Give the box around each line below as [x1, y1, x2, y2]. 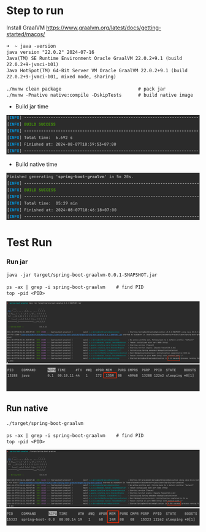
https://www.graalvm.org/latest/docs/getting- [45, 24, 161, 31]
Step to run [6, 4, 64, 18]
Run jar [6, 257, 28, 266]
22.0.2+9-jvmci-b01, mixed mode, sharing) [6, 73, 116, 80]
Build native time [15, 160, 58, 168]
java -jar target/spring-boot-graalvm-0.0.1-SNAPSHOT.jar [6, 272, 158, 279]
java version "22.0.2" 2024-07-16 [6, 49, 95, 55]
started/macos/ [6, 30, 45, 37]
